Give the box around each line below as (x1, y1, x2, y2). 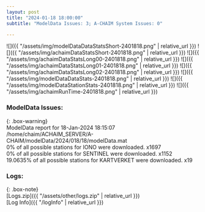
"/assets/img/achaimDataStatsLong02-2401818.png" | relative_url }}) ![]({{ (6, 69, 193, 76)
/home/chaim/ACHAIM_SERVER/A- (6, 130, 94, 138)
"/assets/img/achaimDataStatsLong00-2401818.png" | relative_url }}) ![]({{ (6, 56, 193, 63)
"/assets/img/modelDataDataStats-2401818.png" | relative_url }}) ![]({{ (6, 75, 183, 83)
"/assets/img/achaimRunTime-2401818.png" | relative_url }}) (6, 88, 158, 96)
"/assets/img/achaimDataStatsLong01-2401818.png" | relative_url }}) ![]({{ (6, 62, 192, 69)
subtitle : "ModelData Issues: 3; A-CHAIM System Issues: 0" (6, 20, 163, 26)
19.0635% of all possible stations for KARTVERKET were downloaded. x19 (6, 156, 193, 164)
